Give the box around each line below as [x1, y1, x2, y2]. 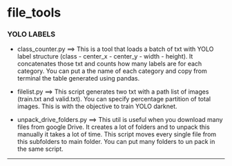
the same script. [17, 145, 64, 153]
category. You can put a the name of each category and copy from [17, 67, 207, 75]
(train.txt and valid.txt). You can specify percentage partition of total [17, 95, 211, 103]
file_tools [7, 5, 61, 21]
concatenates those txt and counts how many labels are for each [17, 60, 202, 68]
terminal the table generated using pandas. [17, 74, 140, 83]
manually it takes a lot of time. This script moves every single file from [17, 130, 217, 138]
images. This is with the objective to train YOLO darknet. [17, 102, 177, 111]
